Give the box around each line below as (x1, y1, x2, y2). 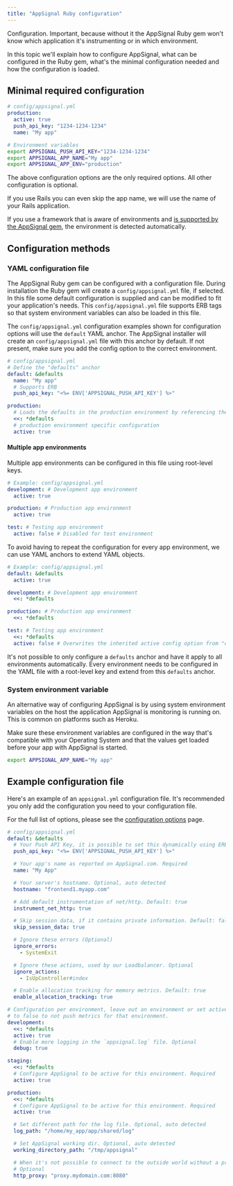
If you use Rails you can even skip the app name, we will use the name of (7, 194, 216, 203)
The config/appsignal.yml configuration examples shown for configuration (7, 322, 222, 330)
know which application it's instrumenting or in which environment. (7, 36, 199, 45)
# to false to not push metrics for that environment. (7, 1013, 169, 1020)
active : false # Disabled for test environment (13, 530, 154, 538)
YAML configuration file (7, 263, 89, 273)
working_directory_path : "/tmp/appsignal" (13, 1146, 138, 1153)
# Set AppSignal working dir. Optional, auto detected (13, 1140, 175, 1147)
